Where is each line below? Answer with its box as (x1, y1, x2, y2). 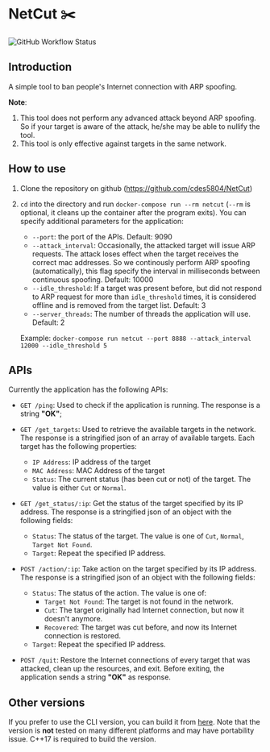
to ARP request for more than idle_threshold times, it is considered (31, 292, 256, 301)
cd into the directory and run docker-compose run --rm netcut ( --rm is (19, 199, 251, 209)
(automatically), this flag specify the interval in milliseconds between (31, 266, 260, 276)
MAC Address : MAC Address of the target (31, 466, 165, 476)
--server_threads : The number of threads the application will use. (31, 309, 251, 318)
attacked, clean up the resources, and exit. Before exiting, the (19, 664, 225, 674)
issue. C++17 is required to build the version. (8, 734, 157, 744)
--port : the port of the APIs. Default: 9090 (31, 231, 173, 241)
